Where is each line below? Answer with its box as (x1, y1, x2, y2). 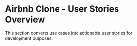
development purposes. (5, 35, 53, 41)
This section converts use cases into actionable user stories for (5, 30, 133, 36)
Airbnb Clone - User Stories (5, 3, 119, 15)
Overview (5, 14, 45, 25)
